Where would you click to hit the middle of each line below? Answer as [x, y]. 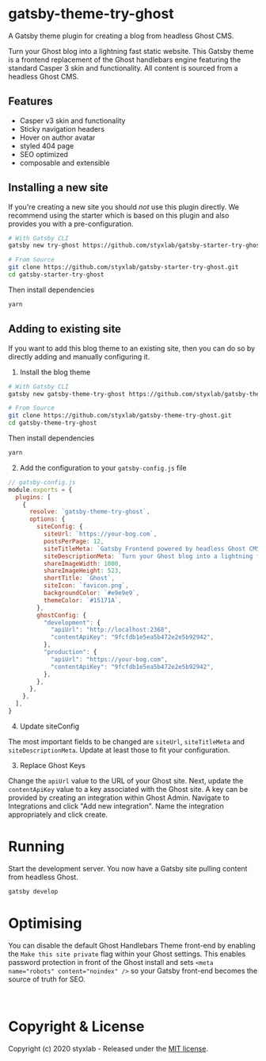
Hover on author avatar [57, 137]
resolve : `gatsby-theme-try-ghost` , [89, 512]
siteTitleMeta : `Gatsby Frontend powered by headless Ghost [144, 548]
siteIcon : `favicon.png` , [86, 586]
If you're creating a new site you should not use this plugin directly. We [124, 206]
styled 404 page [47, 146]
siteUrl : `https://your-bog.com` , [100, 534]
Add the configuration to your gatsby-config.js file [103, 467]
